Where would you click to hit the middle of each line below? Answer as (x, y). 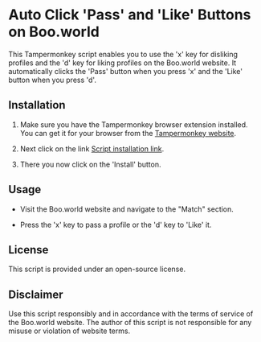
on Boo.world (54, 32)
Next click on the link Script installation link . (92, 148)
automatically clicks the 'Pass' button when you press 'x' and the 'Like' (126, 71)
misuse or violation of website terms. (69, 331)
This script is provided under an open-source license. (97, 269)
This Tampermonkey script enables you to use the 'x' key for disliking (123, 54)
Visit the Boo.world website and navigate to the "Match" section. (127, 209)
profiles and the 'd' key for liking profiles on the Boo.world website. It (122, 63)
